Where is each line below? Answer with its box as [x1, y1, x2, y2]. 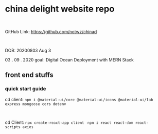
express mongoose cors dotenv [5, 102, 67, 106]
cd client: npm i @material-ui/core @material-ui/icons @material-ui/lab [5, 96, 153, 102]
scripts [5, 124, 21, 129]
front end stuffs [5, 71, 53, 79]
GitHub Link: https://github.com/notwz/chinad [5, 29, 97, 34]
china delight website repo [5, 3, 115, 15]
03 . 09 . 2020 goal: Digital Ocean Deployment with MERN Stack [5, 57, 134, 62]
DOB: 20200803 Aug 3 [5, 47, 51, 53]
